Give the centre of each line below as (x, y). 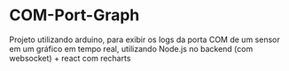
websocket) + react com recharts (70, 58)
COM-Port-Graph (74, 15)
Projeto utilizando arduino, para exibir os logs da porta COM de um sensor (145, 39)
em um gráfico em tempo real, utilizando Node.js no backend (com (131, 48)
